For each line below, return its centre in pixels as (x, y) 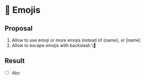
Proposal (19, 28)
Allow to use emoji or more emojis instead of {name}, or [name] (76, 40)
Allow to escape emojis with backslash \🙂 (54, 45)
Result (15, 61)
